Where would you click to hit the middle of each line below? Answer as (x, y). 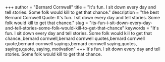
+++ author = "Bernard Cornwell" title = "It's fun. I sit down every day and (81, 7)
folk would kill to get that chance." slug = (47, 23)
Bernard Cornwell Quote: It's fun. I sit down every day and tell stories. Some (82, 17)
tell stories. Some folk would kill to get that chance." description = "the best (82, 12)
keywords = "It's (142, 28)
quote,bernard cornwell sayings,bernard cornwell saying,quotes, (71, 44)
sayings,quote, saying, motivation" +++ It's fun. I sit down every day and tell (83, 49)
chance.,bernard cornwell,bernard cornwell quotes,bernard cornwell (75, 38)
